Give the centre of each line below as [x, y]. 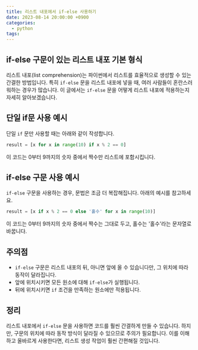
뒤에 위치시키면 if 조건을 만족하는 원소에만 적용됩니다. [78, 290]
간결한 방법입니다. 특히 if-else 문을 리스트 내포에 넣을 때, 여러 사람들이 [89, 82]
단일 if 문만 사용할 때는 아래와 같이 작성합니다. [60, 133]
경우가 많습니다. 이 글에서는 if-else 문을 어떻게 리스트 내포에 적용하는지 [106, 89]
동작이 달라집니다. [35, 275]
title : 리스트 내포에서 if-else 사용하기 [51, 12]
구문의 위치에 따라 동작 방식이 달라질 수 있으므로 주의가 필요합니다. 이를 [96, 333]
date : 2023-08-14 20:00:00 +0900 [48, 17]
